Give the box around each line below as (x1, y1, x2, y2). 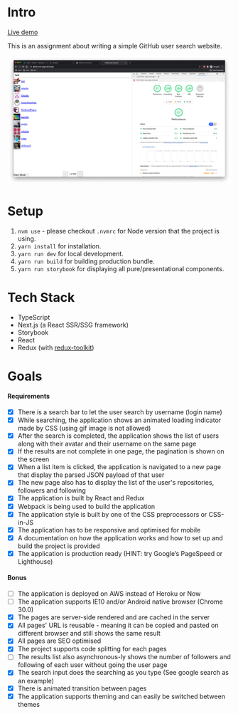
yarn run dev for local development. (17, 249, 124, 258)
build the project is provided (17, 542, 100, 550)
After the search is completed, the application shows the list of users (17, 431, 219, 440)
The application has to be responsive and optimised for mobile (17, 525, 201, 534)
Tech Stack (7, 289, 75, 305)
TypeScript (17, 313, 50, 321)
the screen (17, 455, 50, 463)
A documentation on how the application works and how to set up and (17, 533, 224, 542)
